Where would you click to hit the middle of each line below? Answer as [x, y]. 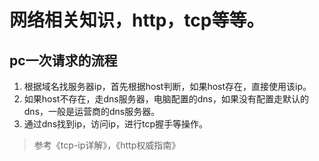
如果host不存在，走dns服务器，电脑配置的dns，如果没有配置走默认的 [166, 99]
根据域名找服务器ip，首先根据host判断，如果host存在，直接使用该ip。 [167, 86]
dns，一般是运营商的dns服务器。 [92, 111]
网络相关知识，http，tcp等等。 [137, 20]
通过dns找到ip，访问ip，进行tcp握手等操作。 [115, 124]
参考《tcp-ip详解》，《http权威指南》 [107, 145]
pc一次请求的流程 [63, 60]
